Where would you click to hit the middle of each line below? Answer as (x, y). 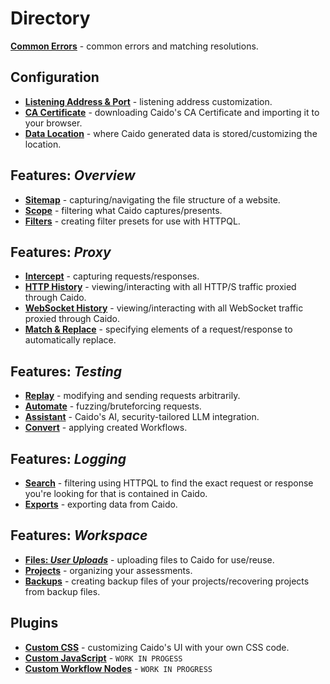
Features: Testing (66, 371)
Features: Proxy (61, 252)
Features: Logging (68, 458)
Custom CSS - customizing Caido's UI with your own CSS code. (157, 647)
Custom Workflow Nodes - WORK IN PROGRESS (118, 668)
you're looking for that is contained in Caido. (116, 493)
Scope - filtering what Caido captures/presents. (123, 210)
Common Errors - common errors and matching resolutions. (134, 46)
